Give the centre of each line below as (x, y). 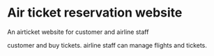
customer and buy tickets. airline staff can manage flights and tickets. (107, 45)
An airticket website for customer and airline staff (78, 32)
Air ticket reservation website (95, 13)
